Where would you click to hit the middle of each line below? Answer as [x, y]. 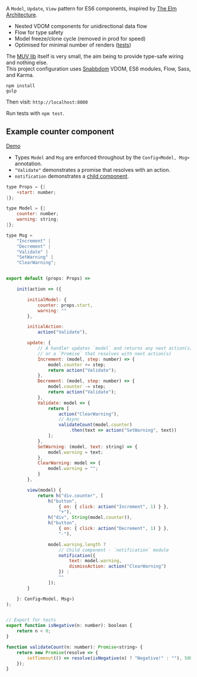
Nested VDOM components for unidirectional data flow [81, 26]
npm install [21, 86]
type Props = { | [26, 187]
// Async [69, 419]
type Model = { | [26, 208]
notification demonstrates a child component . [72, 176]
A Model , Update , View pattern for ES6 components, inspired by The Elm [91, 9]
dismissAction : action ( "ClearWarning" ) [118, 566]
